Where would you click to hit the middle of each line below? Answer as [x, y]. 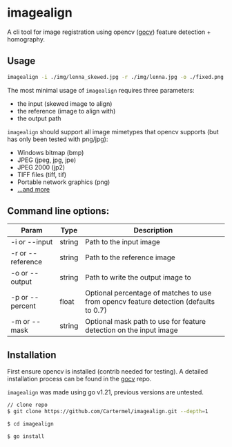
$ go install [26, 436]
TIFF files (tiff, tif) [42, 174]
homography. [26, 39]
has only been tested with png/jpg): [58, 139]
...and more [33, 189]
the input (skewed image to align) [65, 103]
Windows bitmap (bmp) [50, 152]
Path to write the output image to [138, 277]
